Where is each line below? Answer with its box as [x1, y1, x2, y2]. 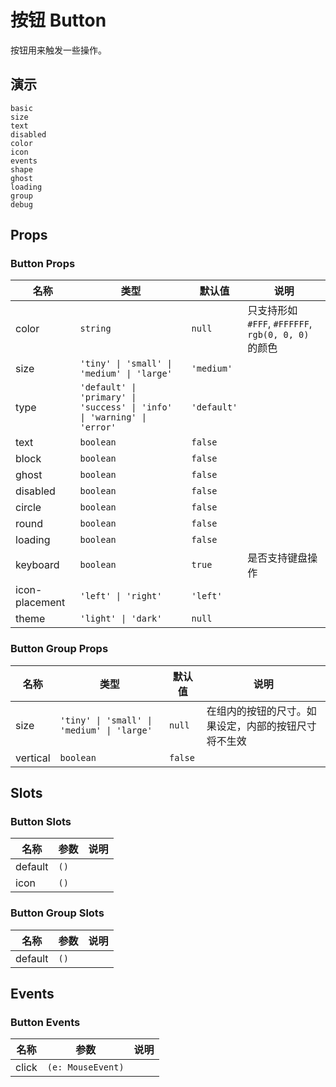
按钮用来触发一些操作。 [10, 44, 107, 56]
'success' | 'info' [79, 402, 173, 413]
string [79, 323, 112, 335]
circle [15, 501, 42, 515]
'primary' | [79, 392, 137, 403]
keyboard [15, 558, 60, 572]
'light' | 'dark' [79, 613, 163, 625]
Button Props [10, 257, 76, 271]
